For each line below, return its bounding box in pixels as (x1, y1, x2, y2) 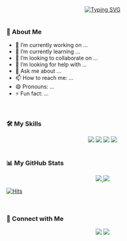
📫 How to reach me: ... (15, 74, 74, 82)
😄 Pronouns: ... (15, 83, 55, 90)
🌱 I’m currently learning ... (15, 48, 81, 56)
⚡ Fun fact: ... (15, 90, 49, 97)
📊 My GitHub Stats (6, 159, 64, 167)
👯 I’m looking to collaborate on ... (15, 54, 98, 62)
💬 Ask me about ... (15, 67, 62, 75)
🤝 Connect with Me (6, 214, 64, 223)
